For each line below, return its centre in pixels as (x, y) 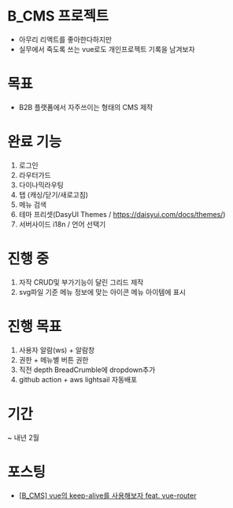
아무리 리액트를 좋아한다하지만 (65, 39)
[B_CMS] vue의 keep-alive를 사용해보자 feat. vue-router (107, 495)
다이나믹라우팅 (41, 185)
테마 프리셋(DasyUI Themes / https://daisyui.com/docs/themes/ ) (122, 214)
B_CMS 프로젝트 (58, 16)
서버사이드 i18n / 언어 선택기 (62, 224)
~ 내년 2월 (24, 437)
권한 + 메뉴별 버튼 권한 (54, 359)
